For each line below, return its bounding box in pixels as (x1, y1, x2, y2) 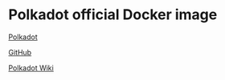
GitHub (8, 47, 32, 57)
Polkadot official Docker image (8, 6, 218, 24)
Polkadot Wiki (8, 62, 54, 73)
